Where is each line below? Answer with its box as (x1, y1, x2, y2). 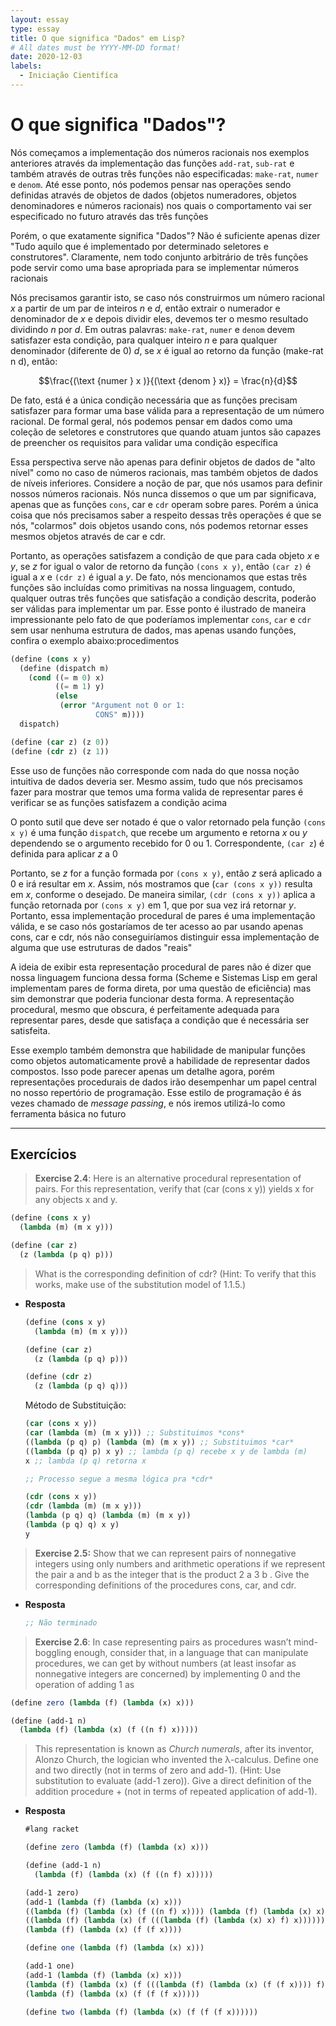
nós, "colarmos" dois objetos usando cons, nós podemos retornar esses (10, 519, 309, 531)
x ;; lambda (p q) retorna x (24, 1456, 147, 1466)
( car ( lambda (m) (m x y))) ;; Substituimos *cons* (24, 1428, 245, 1438)
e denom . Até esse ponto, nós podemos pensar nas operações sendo (10, 178, 292, 190)
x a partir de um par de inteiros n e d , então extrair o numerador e (10, 302, 281, 314)
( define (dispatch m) (19, 663, 110, 673)
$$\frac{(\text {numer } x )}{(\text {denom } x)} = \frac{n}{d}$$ (38, 374, 298, 386)
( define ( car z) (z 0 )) (10, 737, 110, 747)
